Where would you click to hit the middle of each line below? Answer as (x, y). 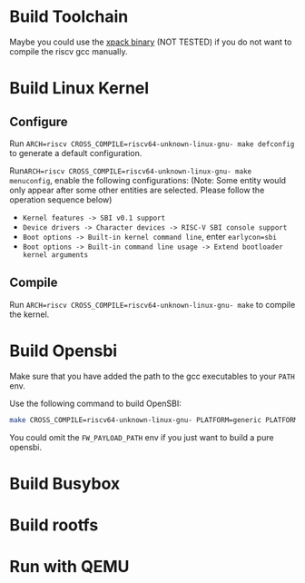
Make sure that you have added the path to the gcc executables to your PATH (152, 376)
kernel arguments (55, 255)
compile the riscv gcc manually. (69, 51)
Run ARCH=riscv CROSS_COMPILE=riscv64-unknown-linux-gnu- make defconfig (152, 143)
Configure (39, 121)
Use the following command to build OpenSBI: (95, 403)
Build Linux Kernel (79, 89)
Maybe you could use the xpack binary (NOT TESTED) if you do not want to (151, 42)
